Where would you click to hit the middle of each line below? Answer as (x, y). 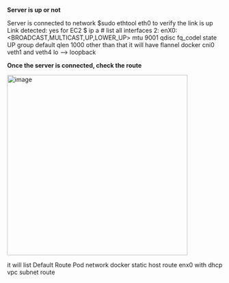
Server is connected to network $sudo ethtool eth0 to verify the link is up (110, 23)
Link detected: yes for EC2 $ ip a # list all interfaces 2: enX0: (92, 30)
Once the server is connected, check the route (75, 65)
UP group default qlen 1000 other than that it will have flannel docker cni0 (111, 45)
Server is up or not (34, 10)
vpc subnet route (31, 272)
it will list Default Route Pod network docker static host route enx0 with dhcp (115, 265)
